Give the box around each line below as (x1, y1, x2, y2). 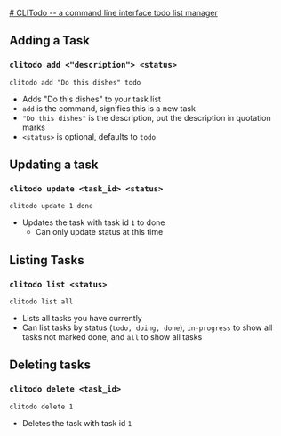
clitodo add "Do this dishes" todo (9, 77, 141, 87)
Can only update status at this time (35, 227, 164, 238)
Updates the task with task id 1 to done (21, 217, 165, 228)
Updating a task (9, 157, 99, 173)
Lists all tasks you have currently (21, 313, 142, 324)
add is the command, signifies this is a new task (21, 102, 196, 114)
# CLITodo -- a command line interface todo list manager (9, 8, 218, 18)
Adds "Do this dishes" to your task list (21, 93, 162, 104)
